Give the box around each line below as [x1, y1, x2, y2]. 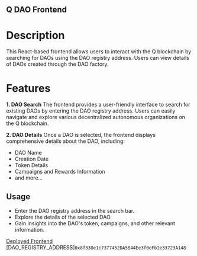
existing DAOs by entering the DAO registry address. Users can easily [6, 107, 176, 114]
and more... [14, 174, 43, 181]
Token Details [14, 162, 49, 169]
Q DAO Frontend [6, 5, 67, 15]
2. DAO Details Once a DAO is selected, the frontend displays [6, 132, 156, 139]
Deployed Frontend [6, 238, 53, 245]
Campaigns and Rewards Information [14, 168, 105, 175]
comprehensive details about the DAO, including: [6, 137, 125, 145]
